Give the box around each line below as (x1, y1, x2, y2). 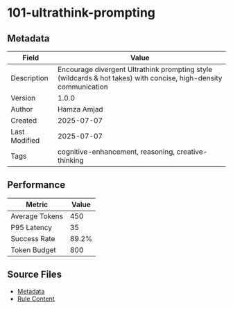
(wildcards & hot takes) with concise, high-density (58, 73, 223, 82)
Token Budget (10, 245, 57, 254)
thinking (58, 156, 85, 165)
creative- (176, 147, 208, 157)
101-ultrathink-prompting (7, 5, 156, 21)
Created (10, 116, 37, 125)
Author (10, 105, 33, 114)
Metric (26, 200, 49, 209)
